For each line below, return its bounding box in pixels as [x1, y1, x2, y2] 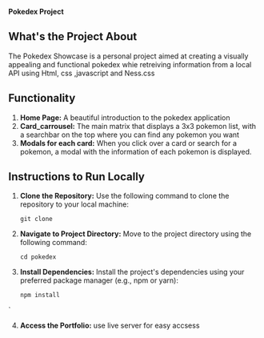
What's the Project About [8, 30, 138, 43]
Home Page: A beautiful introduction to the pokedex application [19, 112, 230, 123]
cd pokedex [19, 253, 57, 261]
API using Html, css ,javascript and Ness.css [8, 68, 155, 78]
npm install [19, 292, 60, 300]
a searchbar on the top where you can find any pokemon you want [19, 130, 240, 139]
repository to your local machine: [19, 199, 130, 209]
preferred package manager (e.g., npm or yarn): [19, 276, 178, 285]
